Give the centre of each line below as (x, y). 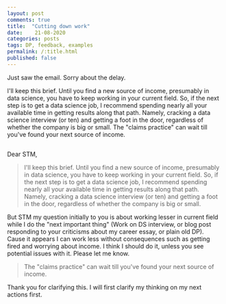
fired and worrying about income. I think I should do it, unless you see (105, 246)
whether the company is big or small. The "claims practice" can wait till (107, 127)
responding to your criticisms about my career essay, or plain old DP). (105, 232)
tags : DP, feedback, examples (50, 45)
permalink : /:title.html (42, 52)
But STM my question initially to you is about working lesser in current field (113, 217)
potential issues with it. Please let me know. (68, 253)
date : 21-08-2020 (37, 33)
